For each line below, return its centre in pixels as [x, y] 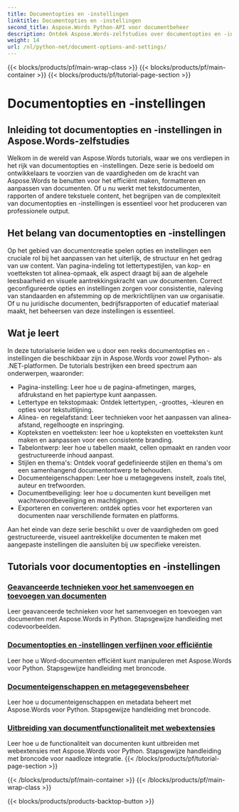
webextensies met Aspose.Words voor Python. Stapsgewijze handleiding [115, 751]
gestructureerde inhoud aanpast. [66, 455]
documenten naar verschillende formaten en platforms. [99, 515]
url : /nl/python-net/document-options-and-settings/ [87, 47]
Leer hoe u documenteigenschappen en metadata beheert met [99, 702]
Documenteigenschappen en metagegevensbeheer [99, 686]
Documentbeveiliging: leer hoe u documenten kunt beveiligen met [114, 492]
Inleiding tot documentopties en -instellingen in [115, 130]
